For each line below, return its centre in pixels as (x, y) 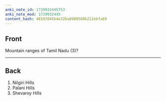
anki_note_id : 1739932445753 (35, 10)
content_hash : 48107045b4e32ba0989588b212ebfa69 (56, 19)
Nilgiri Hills (23, 83)
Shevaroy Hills (27, 93)
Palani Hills (23, 88)
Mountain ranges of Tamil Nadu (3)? (42, 51)
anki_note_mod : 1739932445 (33, 14)
